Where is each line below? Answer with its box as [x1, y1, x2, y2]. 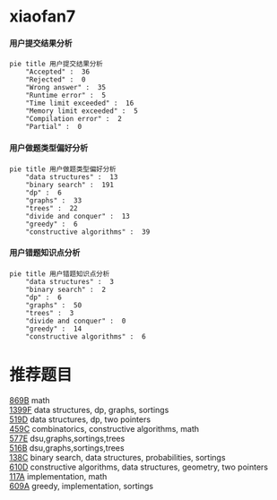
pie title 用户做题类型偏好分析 [9, 164, 117, 174]
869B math [9, 394, 51, 405]
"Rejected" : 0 [25, 75, 87, 84]
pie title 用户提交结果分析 [9, 60, 103, 69]
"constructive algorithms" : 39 [25, 227, 151, 237]
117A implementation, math [9, 470, 108, 481]
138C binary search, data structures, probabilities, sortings [9, 452, 226, 462]
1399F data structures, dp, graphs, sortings [9, 404, 169, 415]
